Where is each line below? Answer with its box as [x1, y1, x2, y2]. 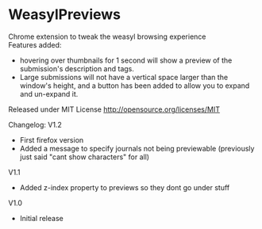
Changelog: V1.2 [8, 120, 62, 129]
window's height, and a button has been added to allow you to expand [19, 81, 250, 90]
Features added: [8, 40, 62, 49]
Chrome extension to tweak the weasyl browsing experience [8, 32, 206, 41]
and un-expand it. [19, 89, 79, 98]
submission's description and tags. [19, 63, 135, 73]
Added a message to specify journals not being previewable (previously [19, 143, 255, 153]
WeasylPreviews [8, 6, 121, 24]
